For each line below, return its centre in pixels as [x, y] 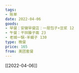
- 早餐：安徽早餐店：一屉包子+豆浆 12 [40, 28]
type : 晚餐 [16, 42]
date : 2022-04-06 [23, 19]
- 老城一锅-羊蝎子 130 [26, 38]
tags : [11, 10]
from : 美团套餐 [19, 51]
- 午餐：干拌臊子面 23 [26, 33]
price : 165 [16, 47]
